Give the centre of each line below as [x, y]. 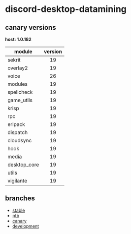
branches [20, 199]
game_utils [20, 100]
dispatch [18, 132]
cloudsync [20, 141]
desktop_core [23, 165]
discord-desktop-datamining [66, 9]
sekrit [14, 60]
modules [18, 84]
